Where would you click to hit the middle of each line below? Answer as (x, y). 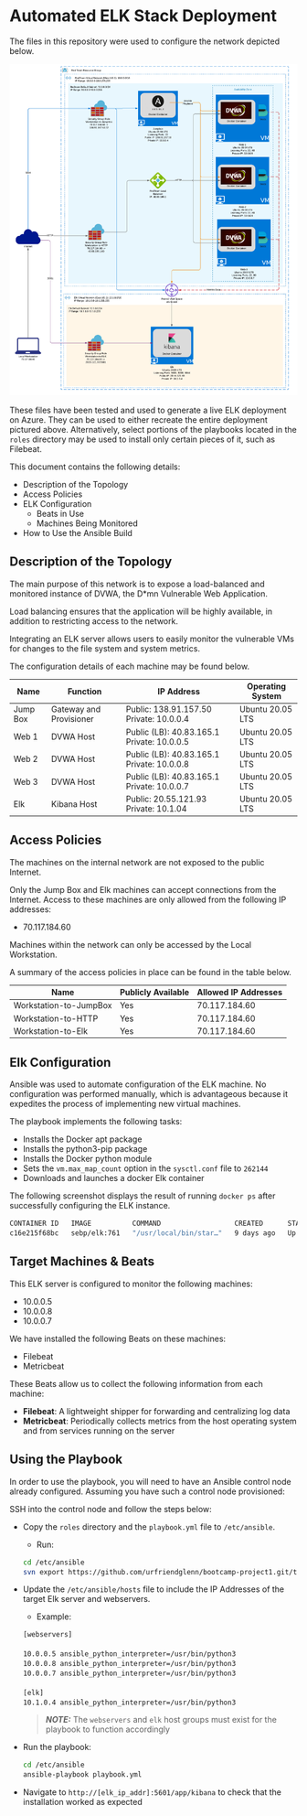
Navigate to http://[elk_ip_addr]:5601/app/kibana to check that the (152, 1792)
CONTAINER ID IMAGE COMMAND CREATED (136, 1224)
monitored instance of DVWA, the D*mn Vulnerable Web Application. (138, 593)
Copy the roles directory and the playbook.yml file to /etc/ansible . (149, 1526)
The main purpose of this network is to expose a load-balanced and (137, 584)
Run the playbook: (57, 1747)
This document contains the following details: (95, 467)
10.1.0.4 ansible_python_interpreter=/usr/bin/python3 (129, 1703)
